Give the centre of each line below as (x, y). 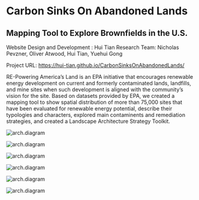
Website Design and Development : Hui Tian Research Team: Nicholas (93, 47)
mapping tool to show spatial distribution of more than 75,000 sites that (94, 102)
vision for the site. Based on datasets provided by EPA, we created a (91, 96)
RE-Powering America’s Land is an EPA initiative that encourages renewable (100, 77)
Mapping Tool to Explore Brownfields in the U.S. (97, 33)
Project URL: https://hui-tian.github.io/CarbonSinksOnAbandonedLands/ (95, 65)
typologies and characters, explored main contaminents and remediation (96, 115)
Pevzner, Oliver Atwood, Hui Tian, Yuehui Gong (64, 54)
